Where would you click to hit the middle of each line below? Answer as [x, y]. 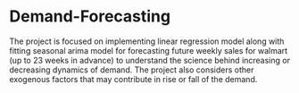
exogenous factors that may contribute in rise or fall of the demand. [133, 79]
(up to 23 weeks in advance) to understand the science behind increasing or [149, 60]
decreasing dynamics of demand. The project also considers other [132, 70]
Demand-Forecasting [90, 17]
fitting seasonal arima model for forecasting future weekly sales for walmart [149, 50]
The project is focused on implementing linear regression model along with [147, 41]
